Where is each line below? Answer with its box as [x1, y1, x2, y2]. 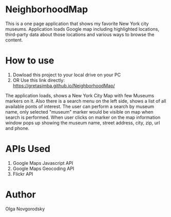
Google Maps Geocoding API [12, 165, 74, 171]
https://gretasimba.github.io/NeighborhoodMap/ [12, 82, 115, 89]
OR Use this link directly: [12, 77, 65, 83]
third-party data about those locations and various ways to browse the [5, 31, 155, 37]
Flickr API [12, 170, 33, 177]
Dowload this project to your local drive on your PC [12, 72, 121, 78]
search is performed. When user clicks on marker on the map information [5, 114, 161, 120]
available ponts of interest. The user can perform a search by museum [5, 103, 155, 110]
